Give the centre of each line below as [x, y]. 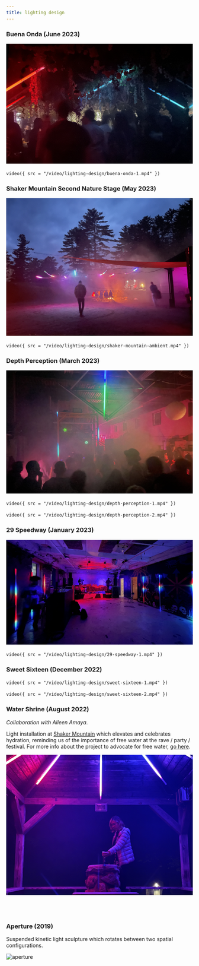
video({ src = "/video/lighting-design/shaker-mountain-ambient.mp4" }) [98, 346]
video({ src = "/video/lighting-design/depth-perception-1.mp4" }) [91, 504]
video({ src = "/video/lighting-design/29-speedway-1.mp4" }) [84, 655]
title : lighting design [36, 12]
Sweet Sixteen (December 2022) [54, 669]
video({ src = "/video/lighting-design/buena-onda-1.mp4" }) [83, 173]
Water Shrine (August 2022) [48, 710]
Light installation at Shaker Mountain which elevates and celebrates [88, 734]
